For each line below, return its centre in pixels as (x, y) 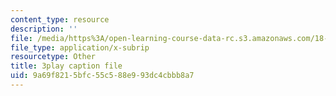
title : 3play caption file (66, 66)
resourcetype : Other (53, 57)
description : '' (44, 29)
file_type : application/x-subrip (80, 47)
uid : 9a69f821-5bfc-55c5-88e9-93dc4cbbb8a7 (102, 76)
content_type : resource (60, 19)
